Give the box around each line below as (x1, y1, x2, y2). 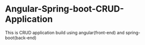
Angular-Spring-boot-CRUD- (5, 3, 124, 15)
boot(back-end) (5, 35, 37, 41)
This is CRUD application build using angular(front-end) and (5, 30, 125, 35)
